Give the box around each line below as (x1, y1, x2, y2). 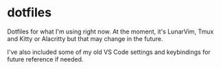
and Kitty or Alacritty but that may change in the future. (7, 34, 163, 42)
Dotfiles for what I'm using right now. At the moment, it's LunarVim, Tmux (7, 27, 214, 36)
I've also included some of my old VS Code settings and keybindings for (7, 48, 211, 56)
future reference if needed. (7, 55, 84, 63)
